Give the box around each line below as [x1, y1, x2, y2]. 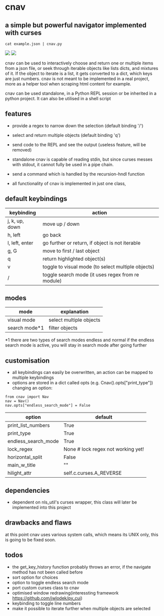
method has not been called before [12, 569, 83, 575]
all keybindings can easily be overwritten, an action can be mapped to [12, 370, 153, 375]
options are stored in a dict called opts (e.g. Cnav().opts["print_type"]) [12, 380, 153, 386]
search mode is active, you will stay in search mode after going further [5, 342, 147, 348]
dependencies [5, 486, 50, 495]
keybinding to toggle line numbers [12, 600, 81, 606]
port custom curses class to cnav [12, 585, 80, 591]
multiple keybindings [12, 374, 54, 380]
